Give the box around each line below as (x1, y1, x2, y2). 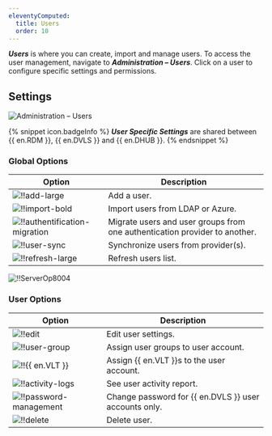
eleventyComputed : (8, 11, 70, 20)
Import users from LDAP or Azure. (108, 203, 237, 214)
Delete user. (106, 414, 153, 425)
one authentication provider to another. (108, 226, 257, 238)
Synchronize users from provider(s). (108, 239, 246, 251)
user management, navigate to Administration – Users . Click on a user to (8, 57, 253, 67)
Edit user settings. (106, 328, 176, 340)
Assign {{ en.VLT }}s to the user (106, 354, 225, 366)
